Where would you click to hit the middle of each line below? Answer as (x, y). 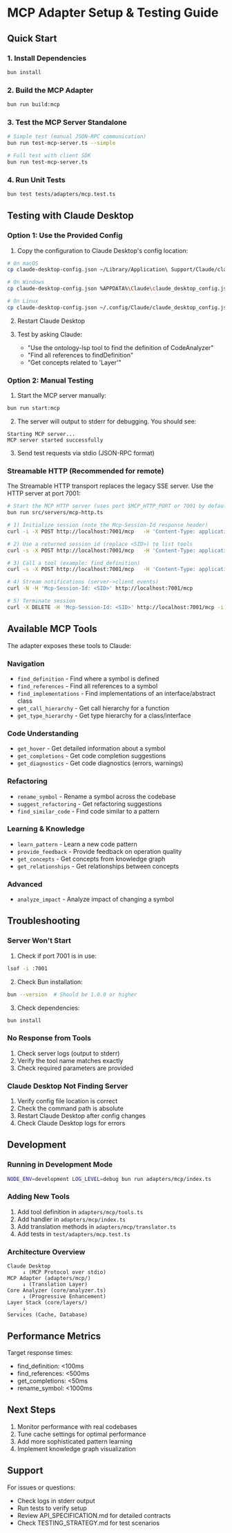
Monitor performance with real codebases (77, 1426)
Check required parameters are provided (75, 1068)
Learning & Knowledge (46, 829)
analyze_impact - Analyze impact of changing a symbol (96, 900)
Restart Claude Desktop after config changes (81, 1116)
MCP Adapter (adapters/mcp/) (49, 1279)
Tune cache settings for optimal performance (81, 1434)
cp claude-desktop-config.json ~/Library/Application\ (88, 270)
